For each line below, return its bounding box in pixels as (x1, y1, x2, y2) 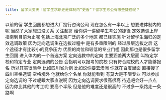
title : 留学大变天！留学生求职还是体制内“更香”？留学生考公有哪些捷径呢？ (5, 7, 140, 12)
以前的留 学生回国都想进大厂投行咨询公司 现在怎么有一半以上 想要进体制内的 (5, 21, 162, 27)
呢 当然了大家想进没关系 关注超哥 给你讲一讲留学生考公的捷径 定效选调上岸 (5, 28, 158, 34)
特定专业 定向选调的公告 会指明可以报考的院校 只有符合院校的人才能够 (13, 58, 157, 64)
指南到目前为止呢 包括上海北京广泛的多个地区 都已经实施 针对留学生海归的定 (5, 34, 162, 40)
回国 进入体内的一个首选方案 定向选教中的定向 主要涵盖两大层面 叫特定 (9, 52, 154, 58)
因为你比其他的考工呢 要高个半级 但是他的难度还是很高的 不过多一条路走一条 (5, 83, 162, 89)
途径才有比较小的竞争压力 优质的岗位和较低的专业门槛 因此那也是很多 (9, 46, 152, 52)
